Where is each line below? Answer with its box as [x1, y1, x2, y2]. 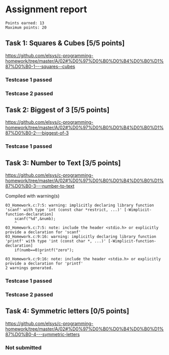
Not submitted [5, 344, 42, 351]
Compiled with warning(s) [5, 193, 60, 199]
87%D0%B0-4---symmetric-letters [5, 331, 80, 337]
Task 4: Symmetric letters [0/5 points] [5, 307, 129, 316]
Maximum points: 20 [5, 25, 47, 30]
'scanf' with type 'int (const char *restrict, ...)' [5, 207, 123, 213]
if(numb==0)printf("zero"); [14, 248, 74, 253]
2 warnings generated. [5, 265, 54, 271]
